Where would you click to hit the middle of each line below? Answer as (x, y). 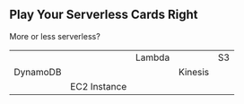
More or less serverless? (55, 36)
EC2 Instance (99, 86)
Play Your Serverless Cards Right (104, 15)
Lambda (153, 57)
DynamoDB (38, 72)
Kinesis (194, 72)
